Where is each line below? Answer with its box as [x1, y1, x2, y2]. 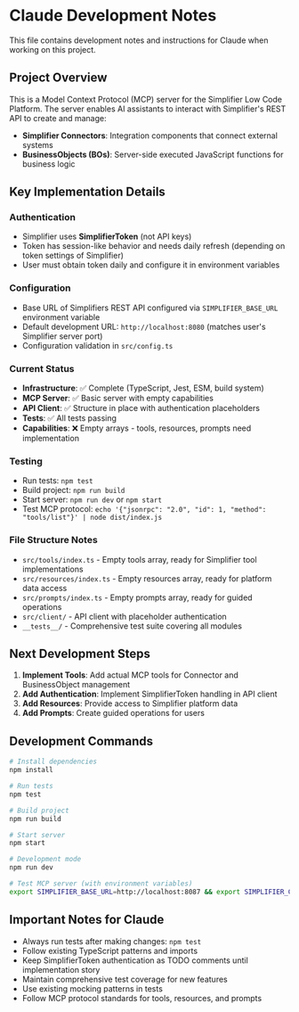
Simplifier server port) [21, 331, 103, 341]
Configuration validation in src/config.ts [21, 340, 174, 350]
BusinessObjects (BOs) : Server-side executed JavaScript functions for [21, 149, 284, 160]
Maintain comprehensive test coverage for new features [21, 974, 229, 984]
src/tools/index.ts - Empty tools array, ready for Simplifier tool [21, 554, 257, 564]
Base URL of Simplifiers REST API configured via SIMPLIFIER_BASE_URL [21, 302, 279, 313]
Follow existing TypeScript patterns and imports [21, 945, 198, 956]
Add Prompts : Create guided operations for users [21, 708, 205, 719]
